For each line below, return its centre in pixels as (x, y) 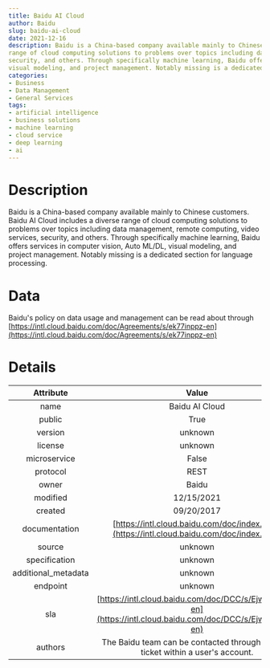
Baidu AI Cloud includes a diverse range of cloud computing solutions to (128, 221)
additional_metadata (51, 573)
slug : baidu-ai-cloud (45, 31)
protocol (51, 472)
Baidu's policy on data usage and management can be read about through (131, 318)
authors (51, 647)
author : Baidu (32, 23)
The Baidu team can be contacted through (181, 642)
